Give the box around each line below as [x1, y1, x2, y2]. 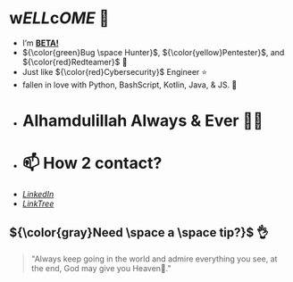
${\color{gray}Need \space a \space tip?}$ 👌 [9, 225, 269, 240]
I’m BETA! [21, 37, 60, 48]
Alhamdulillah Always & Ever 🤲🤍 [21, 111, 264, 131]
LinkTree [21, 198, 54, 209]
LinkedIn [21, 189, 54, 200]
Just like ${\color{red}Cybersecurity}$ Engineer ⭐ [21, 66, 208, 77]
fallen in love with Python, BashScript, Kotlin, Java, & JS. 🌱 [21, 79, 238, 90]
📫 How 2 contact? [21, 153, 163, 173]
